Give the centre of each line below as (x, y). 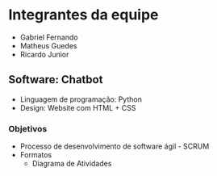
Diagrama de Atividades (72, 164)
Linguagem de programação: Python (81, 99)
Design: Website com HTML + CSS (78, 107)
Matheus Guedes (48, 45)
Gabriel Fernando (49, 37)
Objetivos (28, 128)
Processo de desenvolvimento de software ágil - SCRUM (115, 146)
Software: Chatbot (56, 80)
